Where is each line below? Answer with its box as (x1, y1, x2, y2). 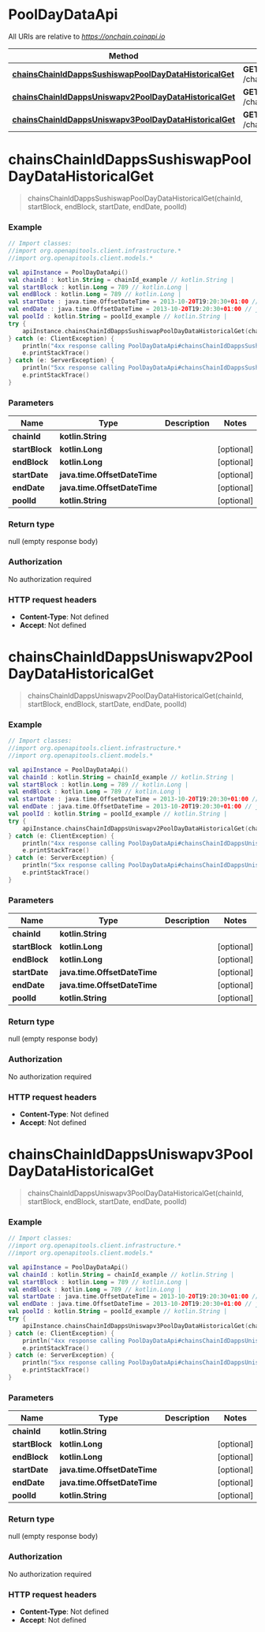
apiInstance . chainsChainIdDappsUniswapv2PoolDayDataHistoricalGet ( (22, 824, 248, 832)
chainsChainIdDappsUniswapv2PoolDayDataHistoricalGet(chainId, (27, 691, 244, 700)
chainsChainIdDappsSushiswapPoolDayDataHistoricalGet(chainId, (27, 193, 243, 203)
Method (109, 50, 140, 61)
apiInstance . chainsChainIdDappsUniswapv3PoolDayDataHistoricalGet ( (22, 1322, 248, 1330)
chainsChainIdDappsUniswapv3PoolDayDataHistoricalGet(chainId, (27, 1188, 244, 1198)
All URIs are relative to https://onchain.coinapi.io (8, 32, 166, 41)
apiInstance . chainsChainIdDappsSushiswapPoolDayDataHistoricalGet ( (22, 327, 248, 335)
